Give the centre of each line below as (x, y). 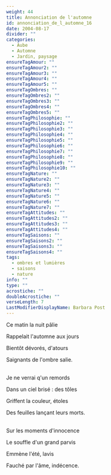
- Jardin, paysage (35, 56)
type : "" (17, 285)
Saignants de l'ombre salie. (39, 360)
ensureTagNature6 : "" (33, 202)
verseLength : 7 (25, 302)
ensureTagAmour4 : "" (32, 79)
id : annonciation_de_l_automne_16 (49, 23)
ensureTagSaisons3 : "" (34, 246)
